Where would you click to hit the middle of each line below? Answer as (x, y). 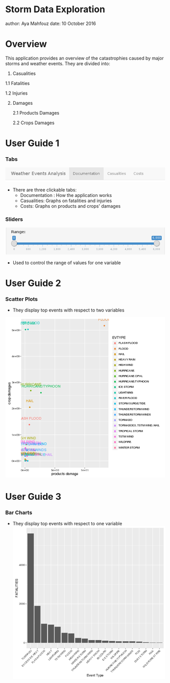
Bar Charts (19, 513)
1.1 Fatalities (18, 83)
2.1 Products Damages (36, 112)
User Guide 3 (33, 496)
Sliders (14, 219)
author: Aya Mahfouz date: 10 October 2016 (51, 23)
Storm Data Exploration (55, 9)
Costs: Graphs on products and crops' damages (70, 206)
